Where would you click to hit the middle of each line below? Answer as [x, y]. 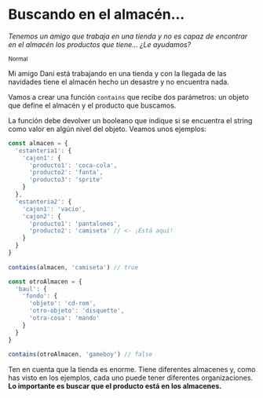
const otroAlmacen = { [45, 281]
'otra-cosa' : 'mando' [64, 318]
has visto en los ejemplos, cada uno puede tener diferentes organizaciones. [131, 378]
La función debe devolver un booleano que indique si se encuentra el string [130, 120]
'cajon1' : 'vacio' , [54, 209]
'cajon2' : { [42, 216]
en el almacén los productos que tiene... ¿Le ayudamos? [100, 44]
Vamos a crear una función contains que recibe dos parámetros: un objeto [129, 97]
